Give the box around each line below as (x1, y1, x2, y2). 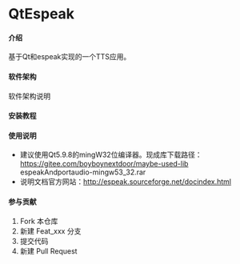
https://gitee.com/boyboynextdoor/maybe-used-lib (19, 159, 189, 169)
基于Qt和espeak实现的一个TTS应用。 (8, 52, 131, 62)
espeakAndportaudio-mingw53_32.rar (19, 167, 146, 177)
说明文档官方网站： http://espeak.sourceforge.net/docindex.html (19, 177, 232, 186)
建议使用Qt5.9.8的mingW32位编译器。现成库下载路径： (19, 150, 202, 160)
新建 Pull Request (19, 246, 78, 256)
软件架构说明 (8, 91, 50, 101)
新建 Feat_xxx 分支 (19, 226, 82, 236)
